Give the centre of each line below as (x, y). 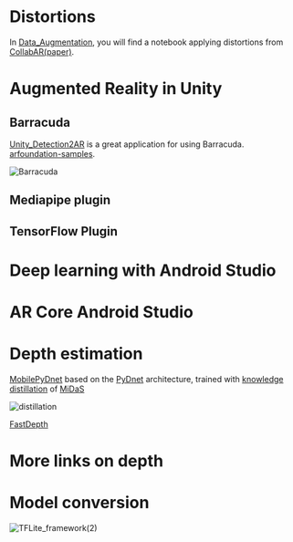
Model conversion (79, 503)
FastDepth (29, 424)
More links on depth (87, 461)
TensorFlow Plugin (64, 231)
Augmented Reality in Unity (116, 89)
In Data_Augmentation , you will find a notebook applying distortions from (146, 42)
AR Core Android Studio (102, 313)
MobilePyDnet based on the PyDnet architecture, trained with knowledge (146, 380)
